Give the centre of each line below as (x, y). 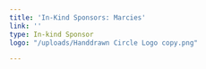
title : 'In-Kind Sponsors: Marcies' (77, 17)
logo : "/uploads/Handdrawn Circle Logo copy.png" (104, 43)
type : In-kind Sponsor (51, 34)
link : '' (26, 26)
